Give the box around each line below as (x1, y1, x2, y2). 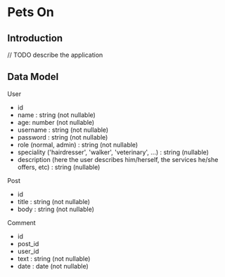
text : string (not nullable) (17, 254, 91, 263)
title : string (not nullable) (17, 197, 90, 205)
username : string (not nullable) (17, 126, 109, 134)
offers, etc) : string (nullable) (17, 163, 101, 171)
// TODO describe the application (7, 50, 103, 59)
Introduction (7, 32, 63, 44)
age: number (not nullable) (17, 118, 95, 126)
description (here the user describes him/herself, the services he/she (17, 155, 219, 163)
